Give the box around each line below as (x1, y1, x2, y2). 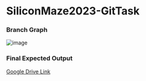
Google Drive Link (6, 68, 51, 75)
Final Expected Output (6, 54, 73, 62)
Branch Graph (6, 26, 48, 34)
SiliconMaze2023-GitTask (6, 4, 140, 18)
